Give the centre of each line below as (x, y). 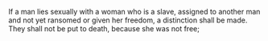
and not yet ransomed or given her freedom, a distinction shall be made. (128, 20)
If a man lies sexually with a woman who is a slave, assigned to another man (134, 12)
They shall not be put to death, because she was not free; (104, 29)
